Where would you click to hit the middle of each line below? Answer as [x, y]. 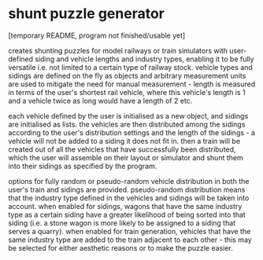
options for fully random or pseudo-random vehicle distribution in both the [129, 181]
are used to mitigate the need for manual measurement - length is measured [132, 84]
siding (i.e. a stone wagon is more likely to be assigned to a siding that [122, 223]
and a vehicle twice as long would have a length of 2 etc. [100, 101]
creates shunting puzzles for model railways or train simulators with [118, 50]
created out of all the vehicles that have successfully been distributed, [122, 149]
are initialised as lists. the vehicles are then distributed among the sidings [127, 124]
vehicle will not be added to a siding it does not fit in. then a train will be [124, 141]
